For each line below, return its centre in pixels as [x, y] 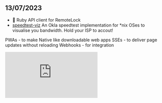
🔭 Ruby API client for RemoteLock [46, 20]
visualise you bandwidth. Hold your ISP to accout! [63, 30]
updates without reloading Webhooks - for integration [60, 45]
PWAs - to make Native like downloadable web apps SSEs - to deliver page [81, 40]
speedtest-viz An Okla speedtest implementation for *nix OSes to [79, 25]
